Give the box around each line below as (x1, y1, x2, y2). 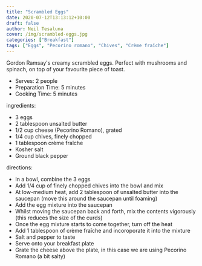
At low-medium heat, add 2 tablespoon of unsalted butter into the (15, 188, 178, 195)
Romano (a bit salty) (15, 252, 65, 260)
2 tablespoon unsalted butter (15, 120, 88, 127)
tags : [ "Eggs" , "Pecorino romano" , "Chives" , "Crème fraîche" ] (6, 43, 169, 49)
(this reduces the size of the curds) (15, 214, 103, 221)
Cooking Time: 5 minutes (15, 90, 77, 97)
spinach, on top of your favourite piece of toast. (6, 65, 125, 73)
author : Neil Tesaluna (6, 25, 64, 32)
